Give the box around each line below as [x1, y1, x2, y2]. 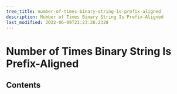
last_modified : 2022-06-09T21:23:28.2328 [6, 19, 109, 25]
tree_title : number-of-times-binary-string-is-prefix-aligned [6, 8, 161, 15]
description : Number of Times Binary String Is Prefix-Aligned [6, 14, 164, 20]
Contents [6, 80, 41, 90]
